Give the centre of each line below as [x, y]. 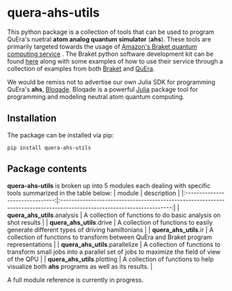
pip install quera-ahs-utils [49, 148]
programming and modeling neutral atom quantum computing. [96, 96]
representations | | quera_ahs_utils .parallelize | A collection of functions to [114, 244]
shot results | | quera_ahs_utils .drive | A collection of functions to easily [110, 222]
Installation [32, 119]
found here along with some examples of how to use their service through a [115, 61]
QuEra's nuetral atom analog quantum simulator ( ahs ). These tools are [109, 39]
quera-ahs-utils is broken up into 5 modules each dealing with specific [109, 185]
